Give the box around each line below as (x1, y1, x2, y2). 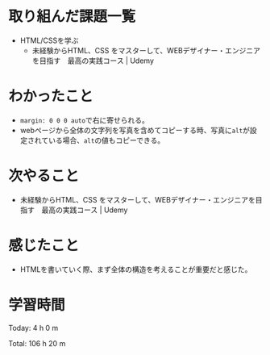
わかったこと (8, 87, 94, 106)
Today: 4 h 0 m (8, 323, 59, 332)
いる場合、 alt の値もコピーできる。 (48, 135, 165, 145)
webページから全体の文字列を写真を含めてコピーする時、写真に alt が (19, 125, 250, 135)
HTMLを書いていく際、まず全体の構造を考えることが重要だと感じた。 (19, 264, 252, 274)
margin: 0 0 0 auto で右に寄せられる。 (19, 115, 149, 125)
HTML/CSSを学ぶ (19, 35, 79, 45)
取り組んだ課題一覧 (8, 7, 136, 26)
